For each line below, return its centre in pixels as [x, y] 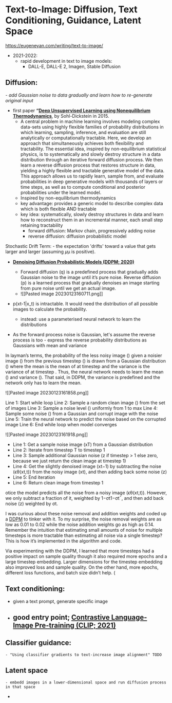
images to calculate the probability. [50, 309]
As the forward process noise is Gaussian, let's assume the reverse [84, 334]
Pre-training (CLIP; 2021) [75, 625]
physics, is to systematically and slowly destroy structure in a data [90, 154]
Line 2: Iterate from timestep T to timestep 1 [59, 450]
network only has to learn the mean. [44, 383]
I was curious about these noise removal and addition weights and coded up [86, 513]
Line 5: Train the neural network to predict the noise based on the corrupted [85, 419]
